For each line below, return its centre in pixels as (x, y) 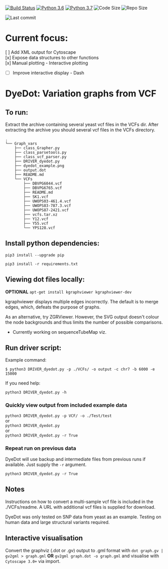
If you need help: (23, 383)
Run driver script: (33, 348)
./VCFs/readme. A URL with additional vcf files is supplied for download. (80, 507)
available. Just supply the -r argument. (46, 465)
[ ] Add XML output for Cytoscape (41, 52)
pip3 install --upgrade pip (35, 255)
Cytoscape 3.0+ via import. (33, 561)
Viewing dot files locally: (45, 280)
